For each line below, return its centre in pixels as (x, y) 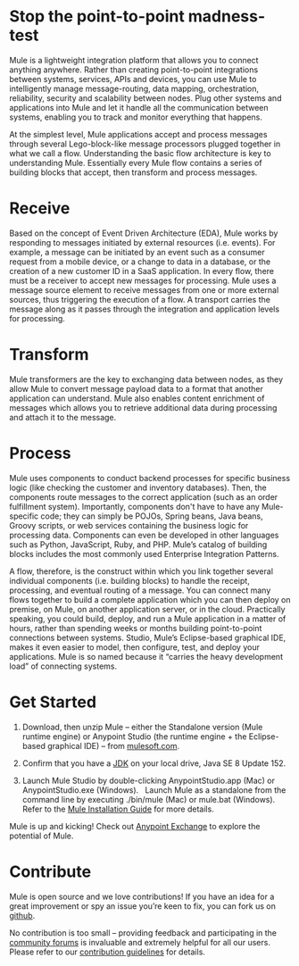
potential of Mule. (42, 836)
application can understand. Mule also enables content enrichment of (137, 398)
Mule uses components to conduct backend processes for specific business (150, 478)
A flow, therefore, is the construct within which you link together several (141, 571)
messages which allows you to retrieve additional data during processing (143, 407)
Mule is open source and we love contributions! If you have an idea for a (142, 896)
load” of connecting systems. (63, 666)
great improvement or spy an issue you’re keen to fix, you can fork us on (143, 906)
